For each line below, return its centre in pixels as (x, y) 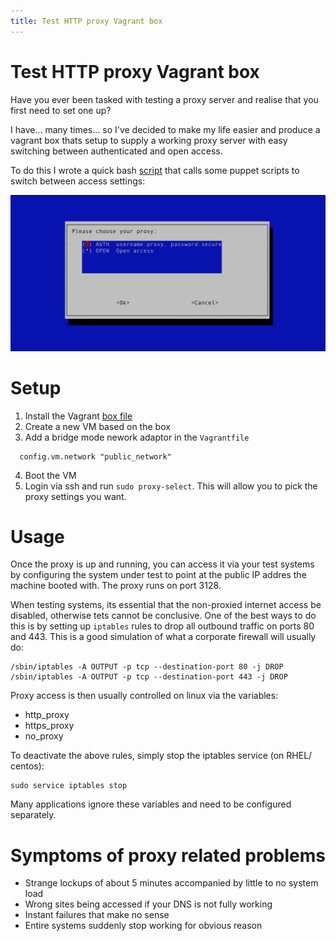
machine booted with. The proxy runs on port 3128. (116, 586)
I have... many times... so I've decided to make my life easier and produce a (165, 129)
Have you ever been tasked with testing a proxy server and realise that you (164, 99)
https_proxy (49, 726)
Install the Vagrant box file (78, 416)
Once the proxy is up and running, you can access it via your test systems (162, 564)
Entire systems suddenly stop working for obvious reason (143, 926)
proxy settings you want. (75, 496)
